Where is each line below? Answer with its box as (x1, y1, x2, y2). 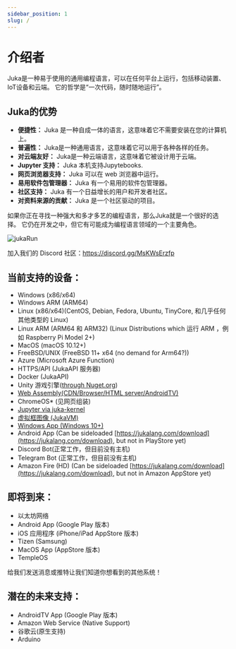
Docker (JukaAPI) (17, 372, 69, 381)
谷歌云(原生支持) (17, 626, 66, 636)
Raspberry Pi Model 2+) (25, 333, 95, 342)
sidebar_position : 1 (7, 10, 68, 18)
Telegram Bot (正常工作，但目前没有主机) (17, 453, 137, 463)
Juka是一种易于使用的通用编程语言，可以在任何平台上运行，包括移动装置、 (7, 74, 225, 83)
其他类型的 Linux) (17, 316, 69, 324)
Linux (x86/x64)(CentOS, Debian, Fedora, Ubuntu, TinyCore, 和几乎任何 (17, 306, 226, 315)
